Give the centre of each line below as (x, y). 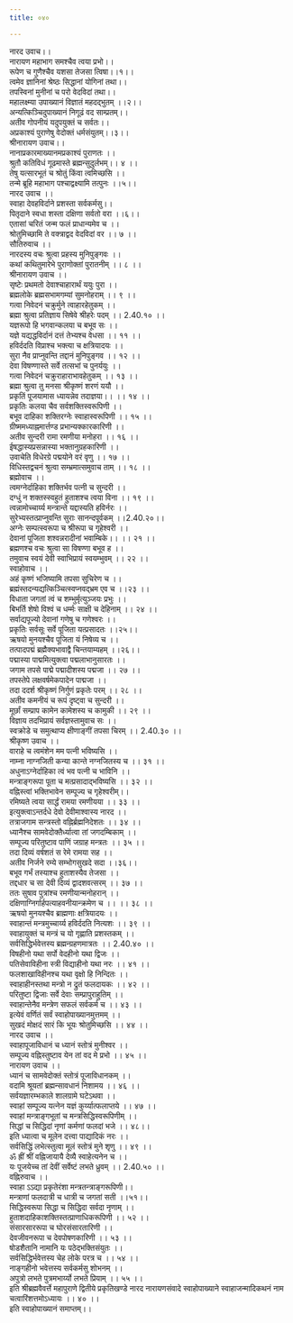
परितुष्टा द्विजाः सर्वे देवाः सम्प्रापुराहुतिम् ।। (67, 994)
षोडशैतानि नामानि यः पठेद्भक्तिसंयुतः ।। (66, 1247)
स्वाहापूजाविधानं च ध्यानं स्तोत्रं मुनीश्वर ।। (69, 1045)
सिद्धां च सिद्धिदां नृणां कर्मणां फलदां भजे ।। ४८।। (80, 1126)
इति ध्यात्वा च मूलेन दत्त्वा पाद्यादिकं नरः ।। (69, 1136)
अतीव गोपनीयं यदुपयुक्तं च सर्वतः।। (60, 122)
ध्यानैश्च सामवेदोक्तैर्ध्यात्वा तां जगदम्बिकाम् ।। (73, 832)
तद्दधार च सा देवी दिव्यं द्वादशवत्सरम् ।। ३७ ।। (76, 882)
